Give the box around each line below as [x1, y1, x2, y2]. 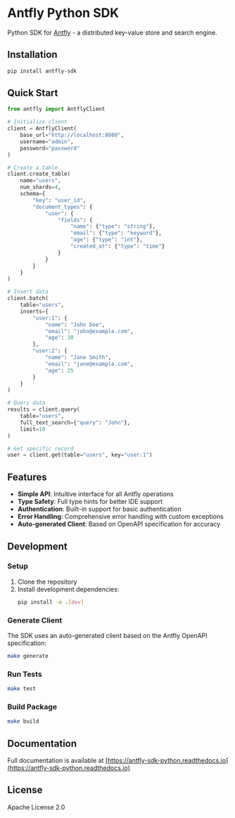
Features [7, 471, 47, 483]
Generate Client [7, 615, 63, 625]
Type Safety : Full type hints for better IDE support [17, 498, 163, 506]
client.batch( [7, 295, 49, 302]
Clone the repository [17, 577, 77, 586]
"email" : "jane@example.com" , [44, 360, 134, 368]
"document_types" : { [32, 203, 93, 210]
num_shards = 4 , [20, 184, 61, 191]
